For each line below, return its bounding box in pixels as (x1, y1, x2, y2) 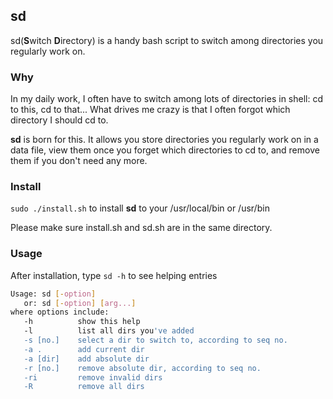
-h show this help (23, 317, 141, 327)
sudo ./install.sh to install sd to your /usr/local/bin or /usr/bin (10, 202, 270, 214)
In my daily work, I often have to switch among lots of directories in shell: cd (10, 93, 323, 105)
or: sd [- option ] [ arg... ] (23, 298, 137, 308)
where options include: (10, 307, 110, 318)
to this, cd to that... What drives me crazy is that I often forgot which (10, 104, 291, 116)
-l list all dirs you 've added (23, 326, 195, 336)
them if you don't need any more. (10, 155, 148, 167)
